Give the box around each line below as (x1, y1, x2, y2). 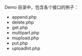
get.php (11, 25, 28, 30)
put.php (11, 40, 28, 46)
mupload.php (11, 35, 39, 41)
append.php (11, 14, 37, 20)
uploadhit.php (11, 46, 41, 51)
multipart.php (11, 30, 40, 35)
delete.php (11, 19, 34, 25)
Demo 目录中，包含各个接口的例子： (4, 4, 79, 10)
